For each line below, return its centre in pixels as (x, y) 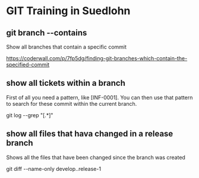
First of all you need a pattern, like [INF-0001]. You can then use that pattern (99, 97)
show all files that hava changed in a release (90, 134)
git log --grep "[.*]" (30, 115)
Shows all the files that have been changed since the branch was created (96, 157)
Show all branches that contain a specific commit (66, 47)
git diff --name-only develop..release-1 (54, 169)
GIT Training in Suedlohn (68, 11)
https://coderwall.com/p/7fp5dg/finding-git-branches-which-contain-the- (97, 58)
